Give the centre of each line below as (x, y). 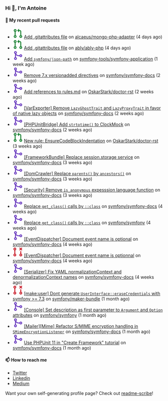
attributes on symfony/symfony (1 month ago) (59, 315)
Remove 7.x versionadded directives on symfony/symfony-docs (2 (92, 76)
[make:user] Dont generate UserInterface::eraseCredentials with (92, 294)
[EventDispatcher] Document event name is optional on (81, 239)
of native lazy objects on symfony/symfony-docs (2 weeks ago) (78, 113)
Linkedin (21, 378)
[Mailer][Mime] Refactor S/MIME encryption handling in (81, 326)
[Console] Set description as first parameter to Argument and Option (93, 310)
